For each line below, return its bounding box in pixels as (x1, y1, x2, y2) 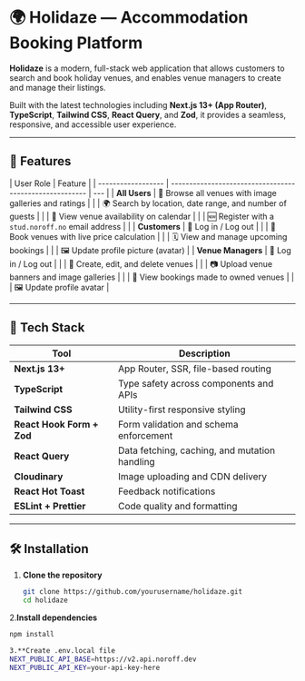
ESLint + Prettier (14, 499, 86, 512)
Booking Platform (9, 33, 143, 54)
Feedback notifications (117, 485, 216, 498)
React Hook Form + (14, 418, 99, 430)
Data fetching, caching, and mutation (117, 444, 275, 457)
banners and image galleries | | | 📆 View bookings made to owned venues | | (9, 271, 295, 282)
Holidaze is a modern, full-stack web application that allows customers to (9, 63, 285, 74)
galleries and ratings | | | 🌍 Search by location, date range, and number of (9, 197, 288, 209)
